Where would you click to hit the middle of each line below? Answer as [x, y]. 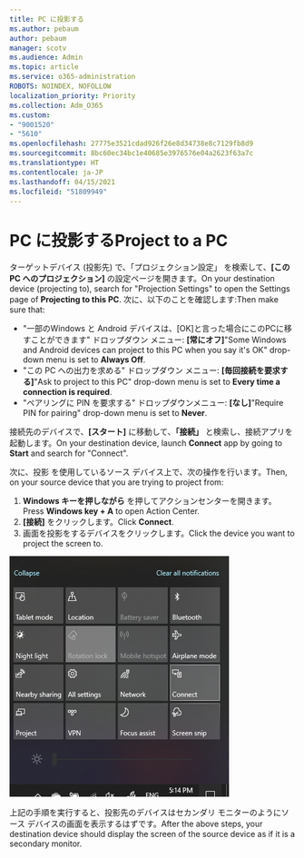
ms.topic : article [44, 67]
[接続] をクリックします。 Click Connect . [98, 522]
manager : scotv [38, 48]
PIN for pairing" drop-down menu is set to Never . [115, 413]
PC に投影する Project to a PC [119, 240]
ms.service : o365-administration [73, 77]
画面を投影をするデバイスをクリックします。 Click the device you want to [158, 533]
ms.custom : [30, 115]
